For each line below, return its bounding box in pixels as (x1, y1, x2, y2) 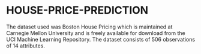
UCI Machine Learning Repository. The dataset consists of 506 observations (6, 36, 196, 43)
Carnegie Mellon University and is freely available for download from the (6, 29, 185, 36)
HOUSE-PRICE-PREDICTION (6, 4, 149, 17)
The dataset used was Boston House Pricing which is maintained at (6, 23, 173, 30)
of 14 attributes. (6, 42, 45, 49)
